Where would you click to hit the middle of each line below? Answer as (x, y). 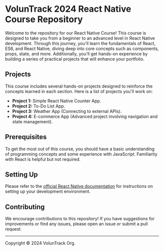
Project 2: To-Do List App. (39, 106)
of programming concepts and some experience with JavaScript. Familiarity (81, 154)
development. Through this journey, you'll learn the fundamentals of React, (80, 43)
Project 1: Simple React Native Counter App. (57, 101)
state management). (32, 121)
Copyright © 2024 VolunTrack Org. (40, 243)
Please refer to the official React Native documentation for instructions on (79, 186)
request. (13, 229)
